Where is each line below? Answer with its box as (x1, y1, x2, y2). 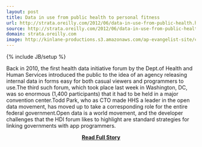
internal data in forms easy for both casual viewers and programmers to (6, 77, 184, 85)
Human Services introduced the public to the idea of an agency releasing (6, 71, 188, 78)
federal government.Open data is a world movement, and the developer (6, 109, 183, 116)
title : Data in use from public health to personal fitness (6, 14, 161, 20)
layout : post (6, 8, 39, 15)
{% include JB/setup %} (6, 53, 66, 60)
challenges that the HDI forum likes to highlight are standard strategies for (6, 116, 189, 123)
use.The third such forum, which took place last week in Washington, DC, (6, 84, 188, 91)
